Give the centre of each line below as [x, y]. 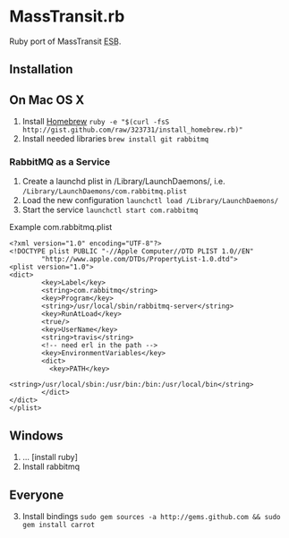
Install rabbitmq [51, 466]
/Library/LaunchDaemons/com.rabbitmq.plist [105, 192]
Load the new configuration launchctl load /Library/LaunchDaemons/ [150, 201]
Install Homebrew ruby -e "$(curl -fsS [96, 122]
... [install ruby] [50, 457]
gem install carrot [59, 525]
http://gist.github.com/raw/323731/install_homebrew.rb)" [132, 130]
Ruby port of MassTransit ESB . [65, 41]
